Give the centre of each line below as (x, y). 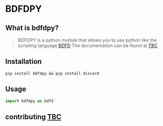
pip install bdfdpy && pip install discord (52, 73)
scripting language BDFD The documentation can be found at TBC (88, 46)
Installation (24, 62)
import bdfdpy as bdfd (29, 101)
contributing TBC (33, 117)
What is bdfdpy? (32, 28)
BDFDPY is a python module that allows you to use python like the (87, 40)
